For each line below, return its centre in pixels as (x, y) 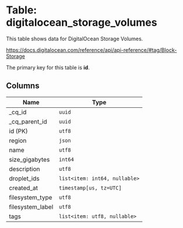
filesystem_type (31, 197)
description (24, 169)
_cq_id (18, 112)
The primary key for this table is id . (48, 67)
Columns (23, 86)
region (18, 141)
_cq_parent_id (28, 121)
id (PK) (18, 131)
